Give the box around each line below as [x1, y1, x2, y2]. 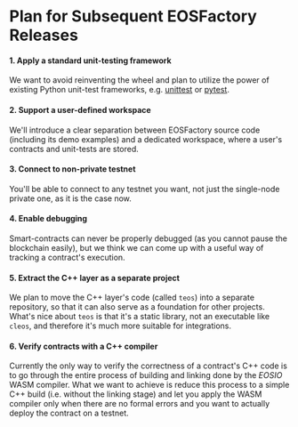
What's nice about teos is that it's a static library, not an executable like [9, 311, 270, 322]
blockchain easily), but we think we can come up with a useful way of [9, 243, 264, 253]
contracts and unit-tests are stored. [9, 143, 140, 154]
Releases [9, 25, 78, 45]
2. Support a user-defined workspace [9, 104, 151, 115]
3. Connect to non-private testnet [9, 164, 136, 174]
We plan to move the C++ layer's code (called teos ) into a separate [9, 292, 255, 303]
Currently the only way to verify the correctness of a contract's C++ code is [9, 360, 287, 371]
